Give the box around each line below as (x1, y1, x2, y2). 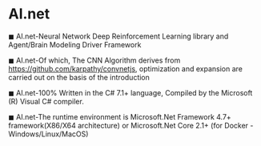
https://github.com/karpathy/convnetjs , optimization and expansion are (8, 63, 243, 73)
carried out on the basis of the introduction (8, 72, 151, 82)
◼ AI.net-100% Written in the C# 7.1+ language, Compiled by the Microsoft (8, 87, 253, 97)
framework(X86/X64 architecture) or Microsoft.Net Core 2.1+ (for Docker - (8, 120, 254, 130)
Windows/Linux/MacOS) (8, 129, 89, 139)
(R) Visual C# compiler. (8, 96, 84, 106)
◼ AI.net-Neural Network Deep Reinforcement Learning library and (8, 31, 229, 41)
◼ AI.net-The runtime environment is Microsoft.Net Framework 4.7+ (8, 112, 232, 121)
